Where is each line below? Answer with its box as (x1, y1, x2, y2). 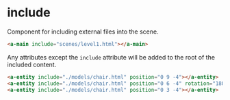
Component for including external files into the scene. (7, 27, 159, 36)
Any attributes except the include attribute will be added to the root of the (7, 53, 216, 61)
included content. (7, 60, 57, 68)
